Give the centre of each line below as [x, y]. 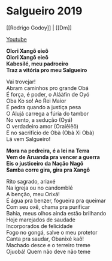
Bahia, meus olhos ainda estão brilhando [56, 213]
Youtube [16, 39]
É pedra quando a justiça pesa [44, 107]
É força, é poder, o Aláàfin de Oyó [48, 94]
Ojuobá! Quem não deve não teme [49, 251]
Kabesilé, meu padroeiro [37, 64]
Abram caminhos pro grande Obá [47, 88]
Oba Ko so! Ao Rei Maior [36, 101]
